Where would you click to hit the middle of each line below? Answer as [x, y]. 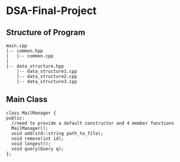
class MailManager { [31, 113]
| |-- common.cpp [30, 56]
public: [16, 118]
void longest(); [31, 144]
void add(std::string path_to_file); [57, 133]
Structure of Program [46, 32]
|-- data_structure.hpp [35, 66]
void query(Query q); [38, 149]
